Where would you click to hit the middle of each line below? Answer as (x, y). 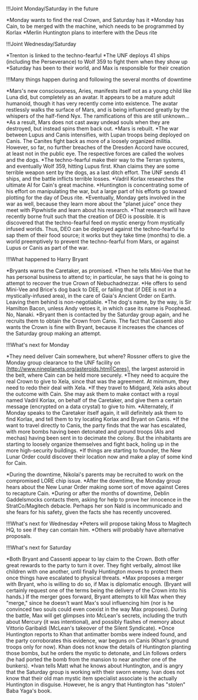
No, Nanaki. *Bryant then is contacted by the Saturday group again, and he (98, 315)
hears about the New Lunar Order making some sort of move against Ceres (98, 487)
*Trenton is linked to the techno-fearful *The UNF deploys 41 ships (88, 55)
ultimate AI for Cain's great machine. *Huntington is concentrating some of (98, 185)
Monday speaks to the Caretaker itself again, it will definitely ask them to (95, 413)
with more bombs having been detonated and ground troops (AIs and (90, 432)
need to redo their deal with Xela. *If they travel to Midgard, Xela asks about (99, 388)
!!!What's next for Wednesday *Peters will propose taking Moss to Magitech (99, 523)
